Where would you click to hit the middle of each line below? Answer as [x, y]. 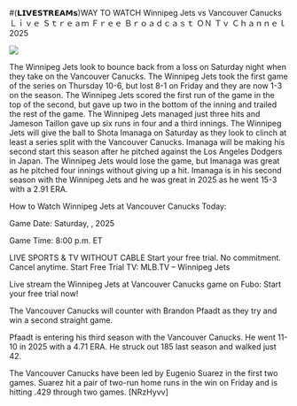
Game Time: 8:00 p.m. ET [56, 241]
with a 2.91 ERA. [39, 189]
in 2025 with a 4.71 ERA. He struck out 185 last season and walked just [148, 347]
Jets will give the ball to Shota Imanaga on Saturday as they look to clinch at [148, 133]
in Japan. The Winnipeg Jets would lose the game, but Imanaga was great [145, 161]
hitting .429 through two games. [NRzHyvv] [89, 392]
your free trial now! [44, 294]
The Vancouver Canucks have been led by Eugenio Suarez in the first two [144, 373]
